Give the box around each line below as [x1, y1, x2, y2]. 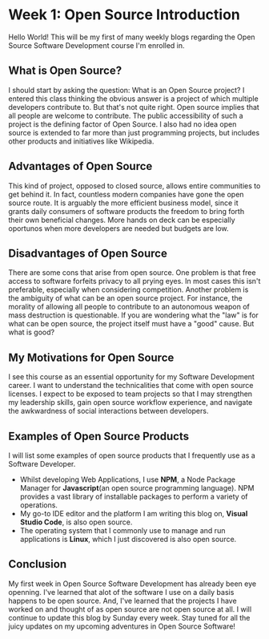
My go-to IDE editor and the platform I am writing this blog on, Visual [19, 509, 248, 518]
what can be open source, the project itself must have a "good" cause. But [8, 319, 255, 329]
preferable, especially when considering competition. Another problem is [8, 285, 249, 294]
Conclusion [8, 557, 67, 571]
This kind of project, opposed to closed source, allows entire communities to [8, 180, 261, 190]
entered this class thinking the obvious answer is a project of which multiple [8, 94, 259, 103]
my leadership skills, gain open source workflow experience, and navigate [8, 398, 253, 407]
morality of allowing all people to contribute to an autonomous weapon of [8, 302, 251, 312]
